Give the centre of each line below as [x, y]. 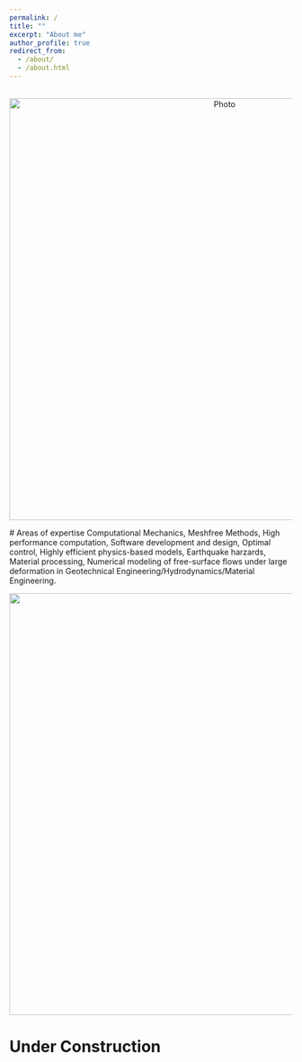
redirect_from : [38, 51]
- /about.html [44, 68]
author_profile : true [50, 43]
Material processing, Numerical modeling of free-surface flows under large [148, 561]
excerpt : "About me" [48, 34]
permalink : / [34, 18]
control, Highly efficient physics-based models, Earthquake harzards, [138, 552]
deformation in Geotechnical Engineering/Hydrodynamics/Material [132, 571]
